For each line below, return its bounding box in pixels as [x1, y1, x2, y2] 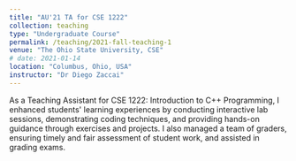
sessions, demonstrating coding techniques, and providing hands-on [9, 113, 261, 124]
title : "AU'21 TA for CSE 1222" [9, 12, 128, 22]
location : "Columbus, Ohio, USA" [9, 63, 133, 72]
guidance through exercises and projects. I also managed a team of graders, [9, 123, 287, 134]
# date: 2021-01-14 [9, 54, 81, 63]
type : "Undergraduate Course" [9, 29, 121, 38]
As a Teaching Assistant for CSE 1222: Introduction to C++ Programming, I [9, 95, 280, 105]
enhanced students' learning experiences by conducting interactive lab [9, 103, 269, 115]
